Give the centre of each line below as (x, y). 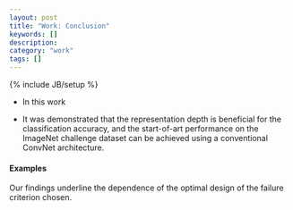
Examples (28, 168)
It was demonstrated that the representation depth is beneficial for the (152, 119)
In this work (44, 102)
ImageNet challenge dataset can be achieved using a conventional (145, 138)
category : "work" (42, 51)
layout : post (34, 17)
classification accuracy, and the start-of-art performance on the (140, 129)
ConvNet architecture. (63, 147)
